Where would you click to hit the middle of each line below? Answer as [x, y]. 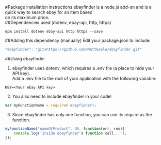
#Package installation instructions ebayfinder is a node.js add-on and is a [78, 7]
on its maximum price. [27, 17]
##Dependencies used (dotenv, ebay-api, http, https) [58, 22]
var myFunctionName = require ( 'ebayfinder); [51, 105]
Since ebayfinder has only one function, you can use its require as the [82, 114]
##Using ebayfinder [25, 58]
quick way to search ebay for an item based [49, 12]
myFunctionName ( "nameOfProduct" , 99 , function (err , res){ [65, 128]
